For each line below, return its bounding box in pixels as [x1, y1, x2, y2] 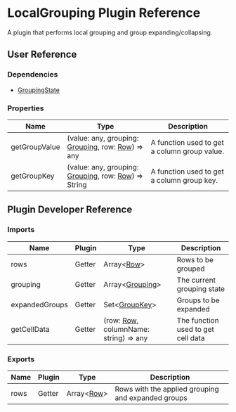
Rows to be [176, 255, 214, 264]
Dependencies [7, 70, 58, 79]
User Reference [7, 49, 77, 60]
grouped [176, 264, 205, 273]
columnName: [103, 324, 150, 334]
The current [176, 275, 216, 285]
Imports [7, 225, 35, 235]
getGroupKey [11, 171, 55, 181]
